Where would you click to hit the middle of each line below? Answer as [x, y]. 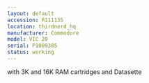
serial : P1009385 [32, 46]
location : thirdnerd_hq [42, 26]
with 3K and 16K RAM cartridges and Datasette [74, 72]
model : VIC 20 [28, 39]
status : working [31, 53]
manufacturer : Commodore [43, 33]
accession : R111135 [36, 20]
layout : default [31, 13]
